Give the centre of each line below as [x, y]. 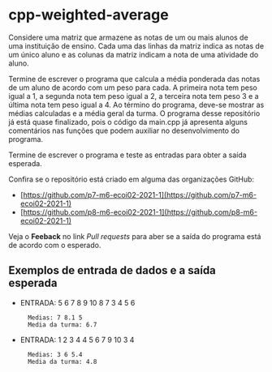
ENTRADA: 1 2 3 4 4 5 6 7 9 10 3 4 [77, 340]
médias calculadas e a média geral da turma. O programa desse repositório [134, 113]
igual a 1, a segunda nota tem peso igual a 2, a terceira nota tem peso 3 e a [134, 96]
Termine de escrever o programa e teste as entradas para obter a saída [127, 155]
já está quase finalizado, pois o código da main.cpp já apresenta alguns [128, 122]
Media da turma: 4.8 [63, 361]
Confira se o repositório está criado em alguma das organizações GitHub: [131, 179]
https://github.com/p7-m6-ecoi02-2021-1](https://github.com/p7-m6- [140, 195]
